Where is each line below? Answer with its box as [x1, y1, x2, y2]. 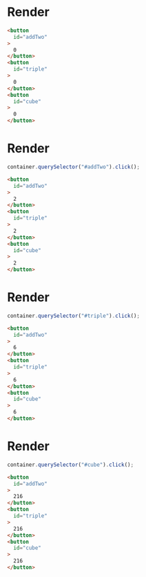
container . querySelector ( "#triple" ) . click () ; [7, 312, 140, 319]
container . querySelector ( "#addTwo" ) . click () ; [7, 163, 140, 170]
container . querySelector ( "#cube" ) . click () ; [7, 461, 134, 468]
